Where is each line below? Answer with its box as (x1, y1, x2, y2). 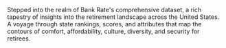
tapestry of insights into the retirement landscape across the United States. (7, 13, 220, 21)
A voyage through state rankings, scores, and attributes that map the (7, 20, 202, 28)
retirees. (7, 34, 31, 43)
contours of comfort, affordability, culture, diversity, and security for (7, 27, 200, 35)
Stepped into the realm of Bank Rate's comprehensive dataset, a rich (7, 6, 202, 14)
